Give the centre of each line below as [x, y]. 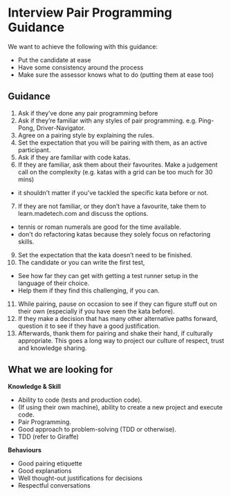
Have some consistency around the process [81, 67]
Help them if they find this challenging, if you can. [89, 290]
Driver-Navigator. [61, 128]
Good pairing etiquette [50, 463]
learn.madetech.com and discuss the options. [83, 213]
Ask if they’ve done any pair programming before [88, 113]
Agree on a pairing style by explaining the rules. [86, 135]
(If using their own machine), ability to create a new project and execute [120, 407]
